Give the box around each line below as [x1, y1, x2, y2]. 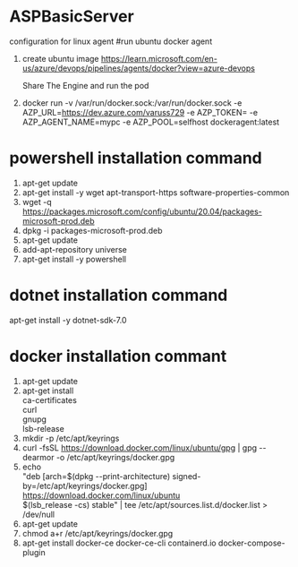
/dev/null [21, 509, 55, 520]
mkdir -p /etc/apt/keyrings [21, 433, 120, 443]
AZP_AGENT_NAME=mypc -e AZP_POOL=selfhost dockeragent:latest [21, 116, 280, 127]
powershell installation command [9, 148, 262, 168]
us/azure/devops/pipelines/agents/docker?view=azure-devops [21, 63, 255, 73]
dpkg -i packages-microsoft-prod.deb [21, 225, 163, 236]
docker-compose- [217, 537, 285, 548]
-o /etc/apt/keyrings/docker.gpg [55, 451, 175, 462]
